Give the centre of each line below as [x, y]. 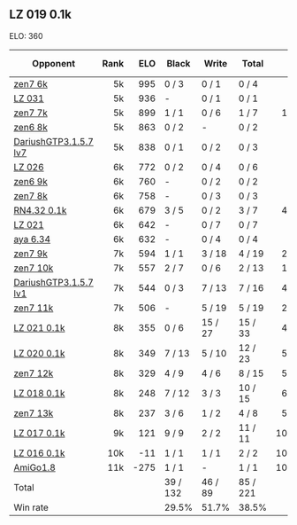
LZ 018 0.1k [39, 393]
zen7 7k [31, 113]
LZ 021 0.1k [39, 327]
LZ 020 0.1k [39, 353]
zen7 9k [31, 254]
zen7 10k [34, 268]
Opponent [53, 63]
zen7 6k [31, 83]
